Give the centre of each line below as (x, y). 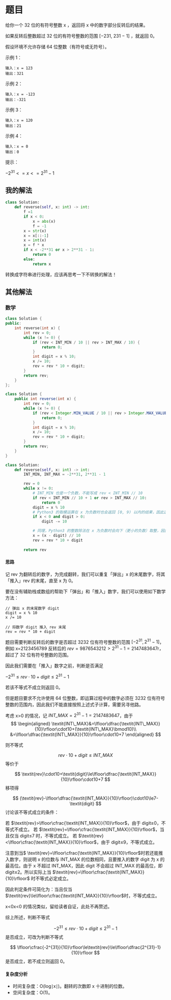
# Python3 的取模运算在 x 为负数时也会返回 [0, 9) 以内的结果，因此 (98, 512)
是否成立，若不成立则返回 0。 (36, 961)
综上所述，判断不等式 (27, 917)
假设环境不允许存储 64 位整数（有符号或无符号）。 (57, 46)
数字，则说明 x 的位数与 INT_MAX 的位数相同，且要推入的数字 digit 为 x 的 (87, 859)
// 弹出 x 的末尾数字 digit (32, 608)
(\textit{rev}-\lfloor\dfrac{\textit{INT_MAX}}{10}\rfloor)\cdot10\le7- (89, 798)
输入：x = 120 (19, 120)
